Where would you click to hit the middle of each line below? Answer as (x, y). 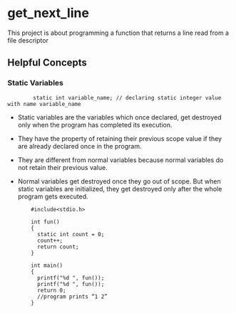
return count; (58, 247)
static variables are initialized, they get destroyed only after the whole (120, 189)
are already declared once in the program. (79, 146)
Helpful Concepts (47, 63)
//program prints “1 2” (72, 297)
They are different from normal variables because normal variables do (120, 160)
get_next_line (48, 13)
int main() (47, 265)
